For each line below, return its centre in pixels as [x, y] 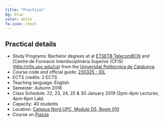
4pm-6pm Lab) [28, 98]
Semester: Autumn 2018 [37, 88]
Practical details [31, 44]
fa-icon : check [21, 24]
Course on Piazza [30, 114]
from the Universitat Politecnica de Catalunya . [109, 67]
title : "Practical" [25, 10]
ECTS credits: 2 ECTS [35, 77]
